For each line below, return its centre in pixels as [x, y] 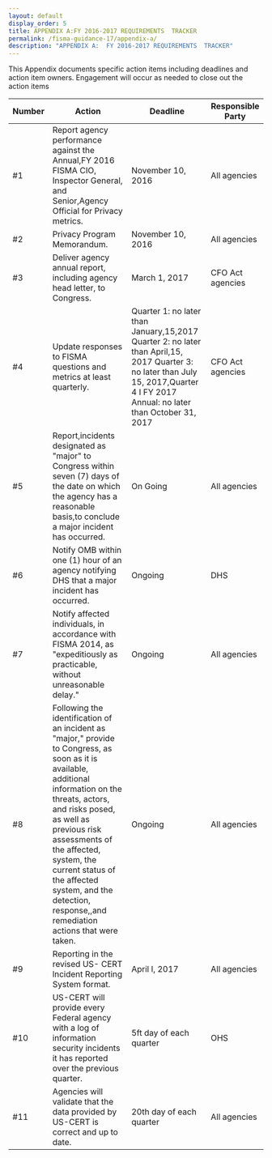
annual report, [79, 268]
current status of [84, 870]
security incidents [86, 1048]
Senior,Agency [81, 201]
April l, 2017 [155, 969]
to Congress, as [82, 748]
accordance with [84, 634]
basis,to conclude [86, 517]
